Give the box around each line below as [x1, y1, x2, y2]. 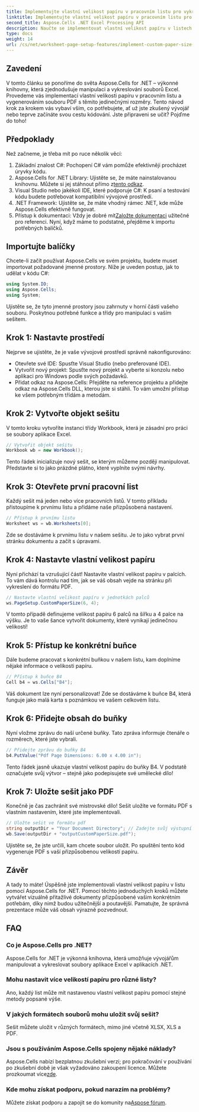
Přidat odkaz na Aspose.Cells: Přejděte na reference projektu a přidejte [14, 378, 188, 385]
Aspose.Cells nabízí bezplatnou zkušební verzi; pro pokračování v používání [6, 1058, 192, 1065]
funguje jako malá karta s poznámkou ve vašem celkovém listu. [6, 696, 161, 703]
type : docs [6, 31, 33, 37]
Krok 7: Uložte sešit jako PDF [6, 786, 114, 796]
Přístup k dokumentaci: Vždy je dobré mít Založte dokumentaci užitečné [14, 211, 190, 219]
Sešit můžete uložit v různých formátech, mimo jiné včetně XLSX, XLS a [6, 1024, 181, 1031]
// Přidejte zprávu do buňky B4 [6, 747, 86, 753]
